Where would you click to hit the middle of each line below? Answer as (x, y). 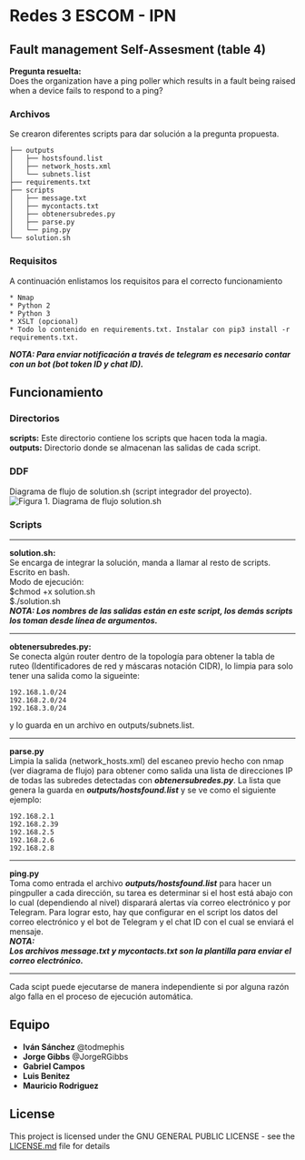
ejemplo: (26, 799)
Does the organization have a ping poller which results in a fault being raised (152, 81)
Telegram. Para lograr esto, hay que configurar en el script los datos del (144, 912)
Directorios (35, 418)
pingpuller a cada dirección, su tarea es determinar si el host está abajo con (151, 893)
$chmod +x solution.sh (52, 591)
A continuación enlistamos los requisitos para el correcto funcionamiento (146, 281)
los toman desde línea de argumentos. (84, 620)
